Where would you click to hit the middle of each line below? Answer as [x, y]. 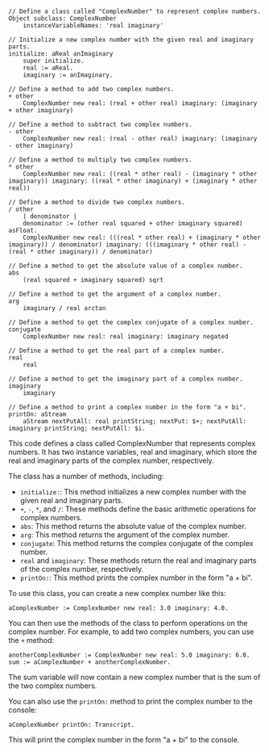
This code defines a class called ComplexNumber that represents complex [132, 443]
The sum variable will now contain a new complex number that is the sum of [134, 677]
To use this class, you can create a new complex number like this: [117, 593]
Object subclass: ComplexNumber [62, 19]
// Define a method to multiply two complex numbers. [101, 160]
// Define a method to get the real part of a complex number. [117, 351]
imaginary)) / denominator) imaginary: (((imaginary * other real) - [128, 245]
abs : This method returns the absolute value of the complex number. [133, 526]
